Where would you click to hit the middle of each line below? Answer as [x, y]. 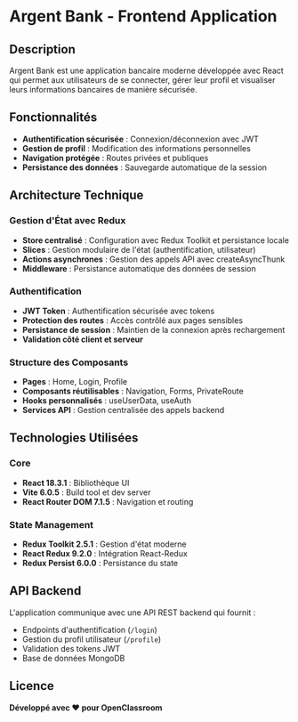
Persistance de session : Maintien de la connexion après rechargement [153, 329]
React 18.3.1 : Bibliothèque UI [76, 483]
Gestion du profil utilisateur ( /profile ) [92, 639]
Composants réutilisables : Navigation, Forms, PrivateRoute [133, 391]
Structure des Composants [69, 362]
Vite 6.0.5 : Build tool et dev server [86, 492]
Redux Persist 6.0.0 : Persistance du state [100, 564]
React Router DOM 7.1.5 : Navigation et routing [108, 501]
